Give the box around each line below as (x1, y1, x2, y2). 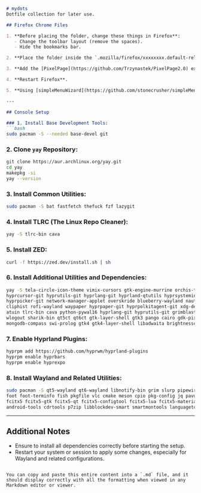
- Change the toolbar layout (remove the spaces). (14, 38, 144, 44)
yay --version (6, 176, 42, 182)
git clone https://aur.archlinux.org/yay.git (6, 159, 121, 165)
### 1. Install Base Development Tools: (6, 120, 109, 126)
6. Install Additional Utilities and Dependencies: (6, 273, 147, 282)
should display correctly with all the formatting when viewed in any (6, 477, 186, 483)
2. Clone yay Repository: (6, 145, 78, 154)
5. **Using (6, 87, 33, 93)
